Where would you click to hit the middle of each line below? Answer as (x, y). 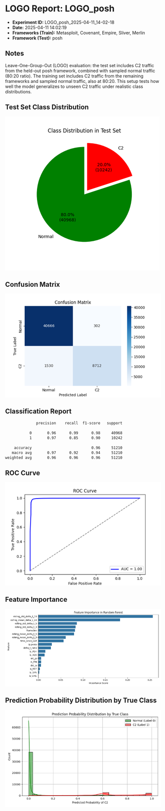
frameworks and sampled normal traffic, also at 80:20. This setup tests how (82, 81)
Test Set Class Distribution (47, 107)
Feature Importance (36, 599)
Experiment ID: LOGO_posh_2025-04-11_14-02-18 (63, 22)
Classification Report (38, 411)
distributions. (19, 91)
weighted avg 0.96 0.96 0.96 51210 (64, 458)
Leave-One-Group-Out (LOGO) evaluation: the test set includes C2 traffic (80, 65)
